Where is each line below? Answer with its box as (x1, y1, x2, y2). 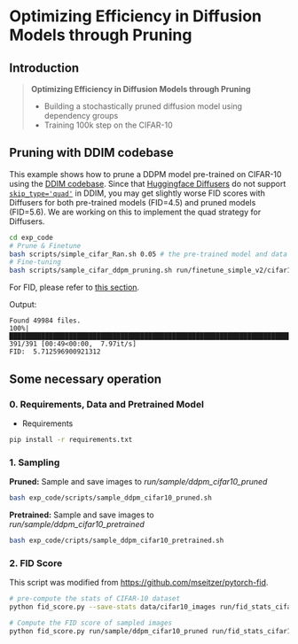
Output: (9, 299, 37, 310)
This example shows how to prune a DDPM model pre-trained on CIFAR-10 (9, 168, 282, 179)
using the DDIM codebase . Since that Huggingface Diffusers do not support (9, 178, 286, 189)
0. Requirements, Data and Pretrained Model (9, 398, 204, 410)
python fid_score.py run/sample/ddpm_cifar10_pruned (9, 626, 208, 635)
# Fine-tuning (9, 258, 62, 267)
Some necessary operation (9, 371, 162, 386)
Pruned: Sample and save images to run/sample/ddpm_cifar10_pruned (9, 477, 268, 487)
